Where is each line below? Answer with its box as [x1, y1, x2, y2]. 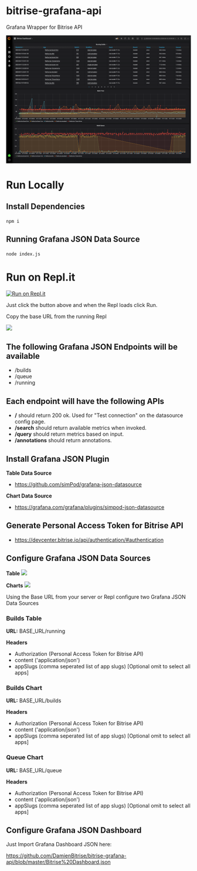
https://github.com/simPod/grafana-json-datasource [14, 481, 142, 488]
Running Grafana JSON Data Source [6, 234, 140, 245]
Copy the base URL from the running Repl [6, 313, 107, 320]
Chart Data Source [6, 492, 52, 499]
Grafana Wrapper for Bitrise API [6, 24, 83, 31]
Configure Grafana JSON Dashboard [6, 825, 142, 835]
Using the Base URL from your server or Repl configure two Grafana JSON [6, 593, 186, 600]
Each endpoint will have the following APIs [6, 396, 165, 406]
